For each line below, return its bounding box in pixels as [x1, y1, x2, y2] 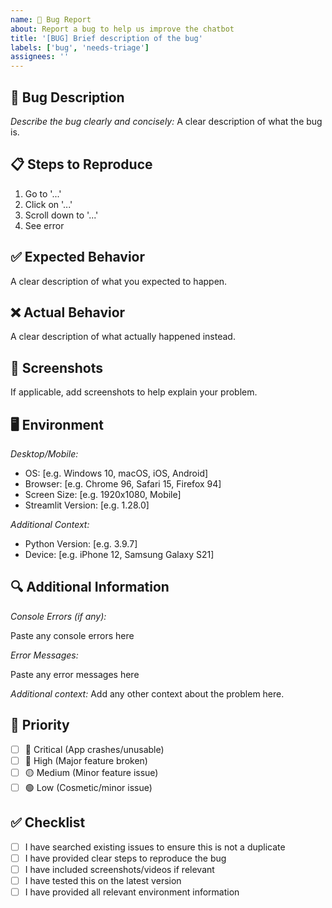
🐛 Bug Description [10, 89, 125, 106]
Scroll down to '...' [24, 209, 99, 221]
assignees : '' [10, 52, 70, 62]
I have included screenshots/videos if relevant [24, 863, 215, 875]
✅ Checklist [10, 814, 86, 831]
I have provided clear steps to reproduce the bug [24, 852, 227, 864]
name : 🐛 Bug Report [10, 14, 92, 25]
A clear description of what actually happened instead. [10, 331, 236, 343]
